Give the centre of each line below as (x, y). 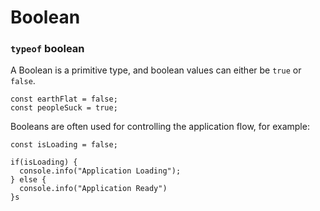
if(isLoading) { (44, 162)
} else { (28, 180)
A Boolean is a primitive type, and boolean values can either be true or (156, 70)
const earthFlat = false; (64, 99)
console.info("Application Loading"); (100, 171)
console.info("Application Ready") (93, 189)
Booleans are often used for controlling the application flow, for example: (160, 127)
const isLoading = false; (64, 145)
